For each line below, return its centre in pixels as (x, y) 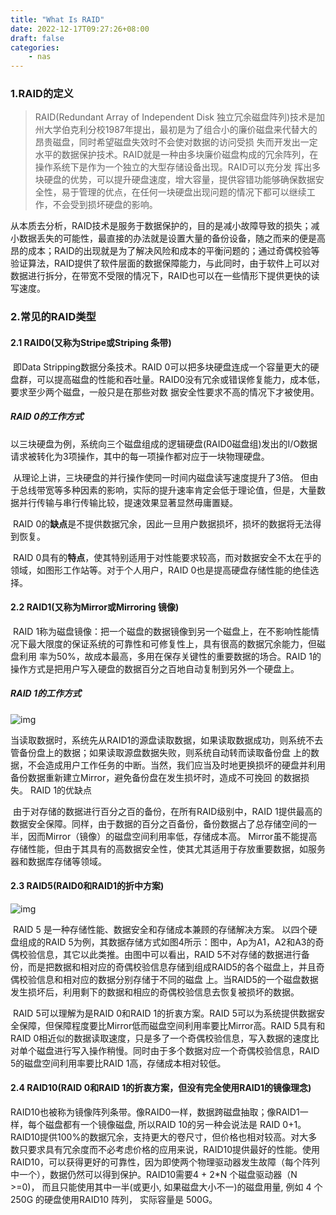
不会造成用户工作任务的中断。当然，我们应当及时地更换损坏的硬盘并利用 (176, 765)
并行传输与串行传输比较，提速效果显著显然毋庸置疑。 (128, 502)
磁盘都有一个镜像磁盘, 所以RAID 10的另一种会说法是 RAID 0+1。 (175, 1125)
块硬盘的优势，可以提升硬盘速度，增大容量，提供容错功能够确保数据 (175, 180)
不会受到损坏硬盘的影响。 (105, 205)
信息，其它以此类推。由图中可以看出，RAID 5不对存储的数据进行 (169, 954)
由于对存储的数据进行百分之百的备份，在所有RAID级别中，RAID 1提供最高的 (167, 811)
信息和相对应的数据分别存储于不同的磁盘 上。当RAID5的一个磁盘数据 (177, 979)
